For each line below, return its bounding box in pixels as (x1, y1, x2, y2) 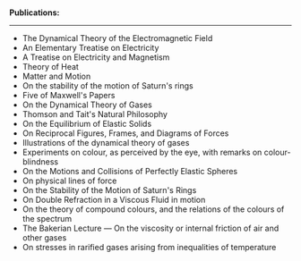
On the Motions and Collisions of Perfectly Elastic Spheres (21, 166, 238, 176)
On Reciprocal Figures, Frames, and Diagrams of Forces (21, 128, 229, 139)
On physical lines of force (21, 175, 117, 186)
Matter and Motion (21, 71, 91, 81)
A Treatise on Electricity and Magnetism (21, 52, 170, 63)
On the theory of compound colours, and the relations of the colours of (21, 204, 285, 215)
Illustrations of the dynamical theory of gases (21, 138, 190, 147)
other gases (21, 232, 67, 243)
